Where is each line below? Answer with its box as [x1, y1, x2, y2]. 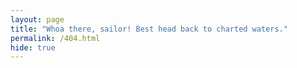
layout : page [10, 14, 65, 25]
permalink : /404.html [10, 33, 101, 43]
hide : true [10, 42, 56, 53]
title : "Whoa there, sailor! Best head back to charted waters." [10, 24, 288, 34]
